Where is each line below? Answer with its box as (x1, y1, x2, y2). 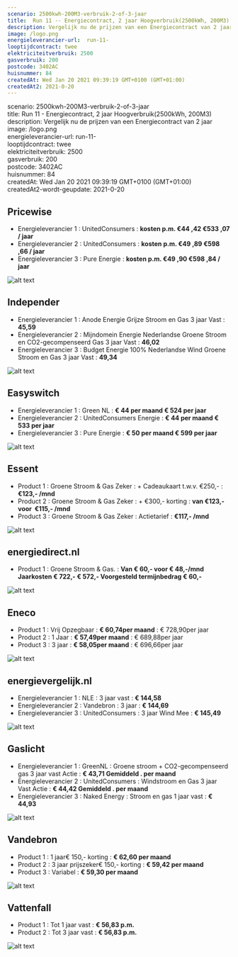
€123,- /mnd (17, 489, 55, 498)
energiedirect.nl (7, 546, 80, 558)
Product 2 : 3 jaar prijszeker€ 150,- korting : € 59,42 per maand (17, 860, 204, 868)
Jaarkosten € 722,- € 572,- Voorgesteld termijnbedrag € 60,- (17, 572, 202, 581)
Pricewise (7, 206, 52, 218)
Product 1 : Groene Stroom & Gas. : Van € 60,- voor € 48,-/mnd (17, 565, 204, 573)
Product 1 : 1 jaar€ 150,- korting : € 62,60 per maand (17, 852, 171, 861)
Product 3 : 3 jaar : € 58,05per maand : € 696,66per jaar (17, 641, 183, 649)
